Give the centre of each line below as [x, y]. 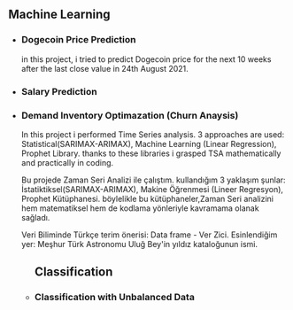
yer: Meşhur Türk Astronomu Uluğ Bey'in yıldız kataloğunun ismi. [139, 244]
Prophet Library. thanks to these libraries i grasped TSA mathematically [151, 153]
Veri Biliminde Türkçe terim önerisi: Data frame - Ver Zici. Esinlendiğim [149, 235]
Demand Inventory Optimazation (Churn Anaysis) [130, 115]
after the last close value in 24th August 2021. [105, 68]
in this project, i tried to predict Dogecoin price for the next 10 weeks [146, 59]
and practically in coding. [67, 162]
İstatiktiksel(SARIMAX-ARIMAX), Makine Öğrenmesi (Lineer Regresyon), [152, 189]
